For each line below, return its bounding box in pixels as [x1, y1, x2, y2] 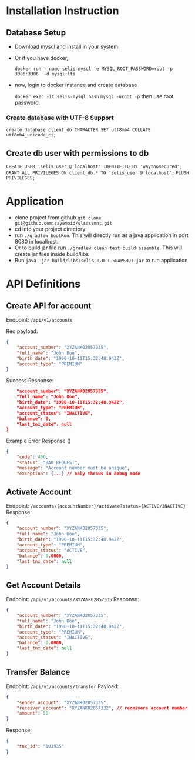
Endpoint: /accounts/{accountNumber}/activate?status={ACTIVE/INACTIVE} [6, 502, 186, 509]
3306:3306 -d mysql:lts [14, 71, 76, 77]
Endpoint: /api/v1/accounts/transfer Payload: [6, 682, 119, 689]
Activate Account [6, 487, 72, 497]
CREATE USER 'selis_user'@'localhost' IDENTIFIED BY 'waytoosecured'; [6, 164, 183, 170]
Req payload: [6, 328, 38, 335]
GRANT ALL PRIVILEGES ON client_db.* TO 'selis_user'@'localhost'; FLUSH [6, 170, 189, 176]
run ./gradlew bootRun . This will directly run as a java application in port [14, 232, 189, 239]
